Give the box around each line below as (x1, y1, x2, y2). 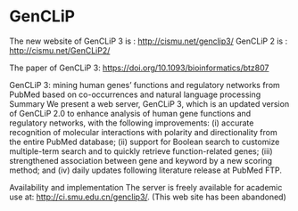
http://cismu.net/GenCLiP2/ (9, 45, 111, 55)
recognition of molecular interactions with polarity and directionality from (9, 126, 278, 137)
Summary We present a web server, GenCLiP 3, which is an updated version (9, 98, 290, 109)
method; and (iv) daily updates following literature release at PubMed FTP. (9, 165, 283, 175)
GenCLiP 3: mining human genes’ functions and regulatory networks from (9, 79, 281, 90)
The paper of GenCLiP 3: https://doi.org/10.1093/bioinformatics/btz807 (9, 62, 269, 73)
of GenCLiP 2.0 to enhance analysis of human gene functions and (9, 108, 252, 118)
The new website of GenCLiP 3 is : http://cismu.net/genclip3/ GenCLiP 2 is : (9, 36, 288, 46)
